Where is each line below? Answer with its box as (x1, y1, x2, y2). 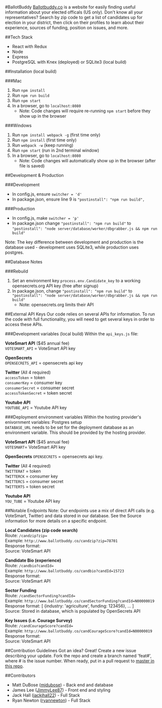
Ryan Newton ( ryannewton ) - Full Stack (12, 697, 91, 703)
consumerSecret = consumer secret (5, 385, 74, 391)
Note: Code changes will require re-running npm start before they (19, 108, 151, 114)
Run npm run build (12, 92, 50, 98)
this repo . (5, 663, 24, 669)
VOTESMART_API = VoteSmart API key (5, 345, 76, 351)
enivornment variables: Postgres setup (5, 419, 82, 425)
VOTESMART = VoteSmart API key (5, 444, 66, 450)
